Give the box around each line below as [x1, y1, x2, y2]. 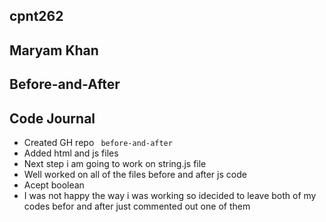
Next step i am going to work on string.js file [23, 157, 207, 169]
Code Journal [9, 110, 96, 127]
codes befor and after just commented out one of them [23, 200, 251, 212]
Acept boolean [23, 179, 85, 191]
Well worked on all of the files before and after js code [23, 168, 247, 180]
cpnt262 [9, 8, 64, 25]
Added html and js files [23, 147, 119, 159]
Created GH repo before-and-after [23, 136, 173, 148]
